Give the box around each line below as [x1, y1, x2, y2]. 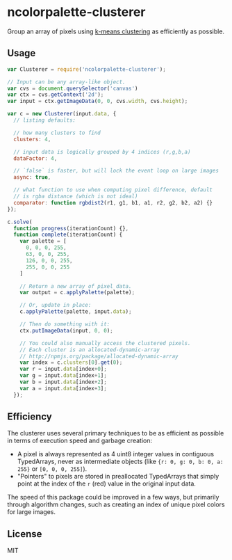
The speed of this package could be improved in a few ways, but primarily [7, 493, 219, 502]
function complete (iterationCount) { [13, 231, 123, 239]
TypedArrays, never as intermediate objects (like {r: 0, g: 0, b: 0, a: [17, 457, 224, 466]
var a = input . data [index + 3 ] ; [19, 385, 108, 392]
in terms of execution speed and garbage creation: [7, 436, 153, 445]
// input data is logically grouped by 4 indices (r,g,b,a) [13, 148, 191, 155]
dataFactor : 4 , [13, 154, 58, 162]
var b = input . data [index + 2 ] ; [19, 378, 108, 385]
